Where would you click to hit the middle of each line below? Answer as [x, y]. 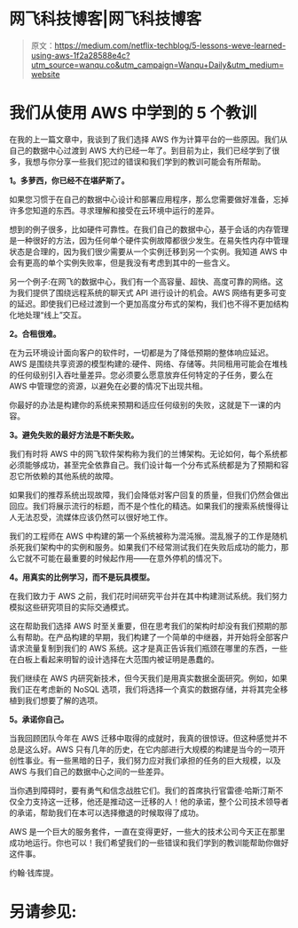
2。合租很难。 [35, 333]
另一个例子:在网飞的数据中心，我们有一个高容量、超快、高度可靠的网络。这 [146, 281]
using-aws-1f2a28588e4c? [80, 55]
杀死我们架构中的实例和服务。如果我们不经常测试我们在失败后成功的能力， [145, 547]
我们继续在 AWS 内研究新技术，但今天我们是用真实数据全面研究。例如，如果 [149, 678]
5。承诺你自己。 [39, 719]
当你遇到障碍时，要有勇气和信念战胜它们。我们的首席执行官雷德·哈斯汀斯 [143, 790]
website [45, 74]
